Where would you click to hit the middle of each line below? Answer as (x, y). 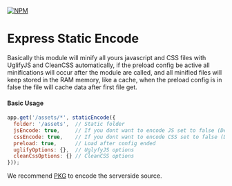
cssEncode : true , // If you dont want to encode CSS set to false (115, 137)
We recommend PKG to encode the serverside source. (85, 176)
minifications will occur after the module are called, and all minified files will (115, 72)
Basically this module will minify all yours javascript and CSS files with (107, 57)
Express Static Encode (73, 39)
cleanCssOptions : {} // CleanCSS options (74, 156)
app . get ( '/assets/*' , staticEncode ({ (61, 118)
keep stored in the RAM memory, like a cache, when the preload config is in (115, 80)
